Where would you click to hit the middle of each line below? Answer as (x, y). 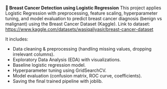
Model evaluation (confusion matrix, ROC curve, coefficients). (77, 76)
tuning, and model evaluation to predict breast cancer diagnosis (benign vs (84, 18)
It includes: (17, 39)
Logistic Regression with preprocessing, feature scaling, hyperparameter (81, 13)
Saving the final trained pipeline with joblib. (58, 81)
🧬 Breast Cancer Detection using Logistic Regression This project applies (83, 8)
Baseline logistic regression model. (49, 65)
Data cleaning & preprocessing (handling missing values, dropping (82, 49)
